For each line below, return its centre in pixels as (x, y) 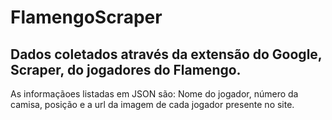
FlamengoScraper (86, 17)
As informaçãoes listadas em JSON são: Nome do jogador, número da (154, 94)
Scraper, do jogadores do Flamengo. (126, 69)
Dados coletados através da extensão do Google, (166, 54)
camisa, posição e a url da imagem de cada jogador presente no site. (152, 104)
